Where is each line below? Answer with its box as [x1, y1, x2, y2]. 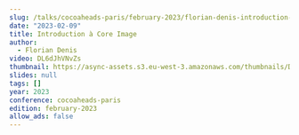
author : [9, 37, 38, 47]
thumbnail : [9, 63, 50, 72]
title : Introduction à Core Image [9, 29, 138, 38]
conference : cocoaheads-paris [9, 95, 122, 105]
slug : [9, 12, 29, 22]
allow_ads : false [9, 112, 74, 121]
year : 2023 [9, 87, 50, 96]
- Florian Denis [17, 46, 77, 55]
